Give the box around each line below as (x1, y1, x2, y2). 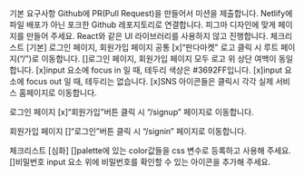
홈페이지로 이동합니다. (18, 87, 97, 98)
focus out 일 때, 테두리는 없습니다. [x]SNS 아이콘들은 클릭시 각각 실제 (25, 76, 274, 86)
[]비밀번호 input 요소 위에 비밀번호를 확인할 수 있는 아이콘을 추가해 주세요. (9, 157, 271, 167)
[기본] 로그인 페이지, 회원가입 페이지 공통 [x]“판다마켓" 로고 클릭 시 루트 (25, 42, 279, 53)
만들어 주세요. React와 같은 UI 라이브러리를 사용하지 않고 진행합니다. (25, 31, 269, 41)
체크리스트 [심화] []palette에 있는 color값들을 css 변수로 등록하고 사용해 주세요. (9, 145, 292, 156)
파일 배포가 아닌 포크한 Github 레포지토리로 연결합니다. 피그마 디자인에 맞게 (9, 19, 277, 30)
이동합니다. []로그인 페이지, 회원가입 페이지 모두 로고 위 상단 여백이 (40, 54, 277, 64)
